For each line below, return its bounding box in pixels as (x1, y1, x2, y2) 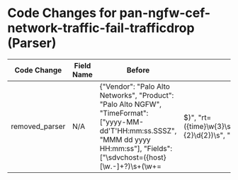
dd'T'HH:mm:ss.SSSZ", (99, 125, 177, 135)
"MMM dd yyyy (99, 135, 151, 145)
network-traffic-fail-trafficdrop (7, 20, 195, 36)
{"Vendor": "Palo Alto (99, 81, 170, 91)
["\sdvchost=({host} (99, 152, 166, 162)
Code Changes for (7, 5, 117, 21)
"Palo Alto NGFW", (99, 99, 161, 109)
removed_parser (11, 121, 66, 131)
